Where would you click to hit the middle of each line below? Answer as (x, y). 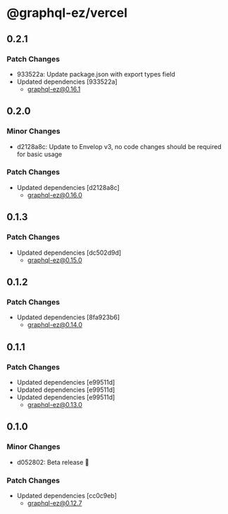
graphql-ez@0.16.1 (54, 89)
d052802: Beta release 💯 (53, 462)
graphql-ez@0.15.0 (55, 260)
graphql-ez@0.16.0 (55, 195)
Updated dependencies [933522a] (67, 82)
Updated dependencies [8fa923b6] (68, 317)
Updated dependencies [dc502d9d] (69, 252)
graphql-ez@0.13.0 (55, 404)
